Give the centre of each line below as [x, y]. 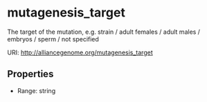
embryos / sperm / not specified [53, 39]
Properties [30, 74]
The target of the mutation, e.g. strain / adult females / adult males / [104, 32]
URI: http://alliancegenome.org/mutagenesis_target [80, 52]
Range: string [36, 90]
